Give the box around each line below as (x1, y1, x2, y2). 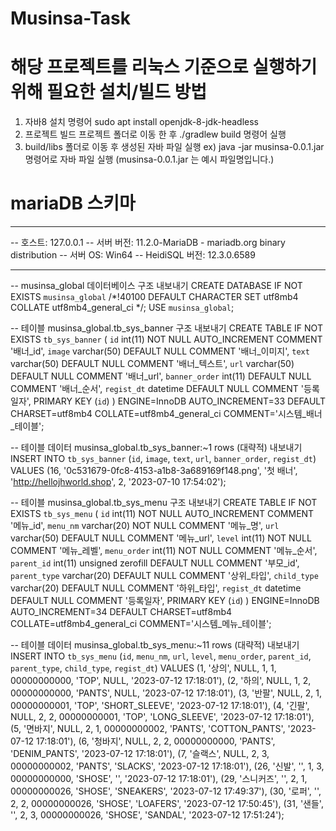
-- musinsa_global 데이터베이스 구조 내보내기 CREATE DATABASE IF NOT (10, 280, 303, 292)
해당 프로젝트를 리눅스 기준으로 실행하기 (10, 56, 318, 79)
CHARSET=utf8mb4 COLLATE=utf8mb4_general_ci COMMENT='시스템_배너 (10, 408, 323, 420)
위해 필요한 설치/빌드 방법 (10, 81, 208, 104)
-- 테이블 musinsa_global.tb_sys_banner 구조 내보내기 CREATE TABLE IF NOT (10, 322, 323, 334)
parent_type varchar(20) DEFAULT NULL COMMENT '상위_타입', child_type (10, 570, 319, 582)
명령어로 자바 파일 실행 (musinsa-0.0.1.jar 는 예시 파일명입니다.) (24, 153, 275, 166)
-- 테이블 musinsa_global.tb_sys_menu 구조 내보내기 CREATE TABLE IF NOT (10, 497, 318, 509)
